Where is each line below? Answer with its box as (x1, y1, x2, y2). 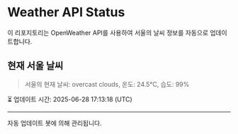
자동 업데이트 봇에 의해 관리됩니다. (7, 118, 102, 127)
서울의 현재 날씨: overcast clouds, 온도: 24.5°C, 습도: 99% (24, 80, 190, 88)
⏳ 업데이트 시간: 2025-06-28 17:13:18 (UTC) (7, 95, 132, 103)
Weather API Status (7, 4, 125, 20)
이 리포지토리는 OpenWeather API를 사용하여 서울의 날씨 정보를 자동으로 (7, 28, 209, 37)
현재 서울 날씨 (7, 60, 64, 72)
